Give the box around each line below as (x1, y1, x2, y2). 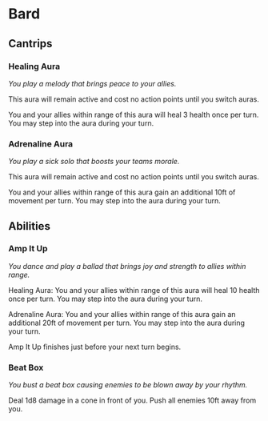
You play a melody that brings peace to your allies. (8, 78, 177, 88)
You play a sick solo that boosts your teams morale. (8, 157, 180, 166)
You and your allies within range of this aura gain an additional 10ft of (8, 187, 236, 197)
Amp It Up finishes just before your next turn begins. (8, 342, 182, 351)
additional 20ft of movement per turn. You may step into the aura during (8, 318, 246, 327)
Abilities (8, 219, 50, 233)
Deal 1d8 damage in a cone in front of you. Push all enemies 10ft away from (8, 395, 257, 405)
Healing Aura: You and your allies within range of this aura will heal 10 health (8, 285, 260, 295)
